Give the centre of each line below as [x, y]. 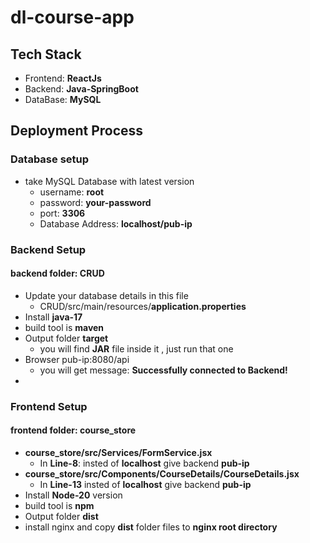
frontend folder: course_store [73, 430]
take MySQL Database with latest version [109, 181]
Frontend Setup [49, 406]
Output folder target [66, 338]
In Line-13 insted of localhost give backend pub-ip [145, 484]
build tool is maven [64, 327]
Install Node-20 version [73, 495]
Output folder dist [61, 516]
